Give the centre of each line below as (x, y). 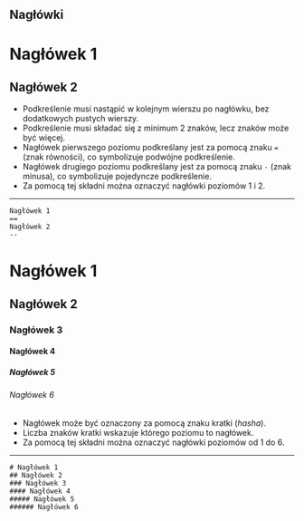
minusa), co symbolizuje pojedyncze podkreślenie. (117, 177)
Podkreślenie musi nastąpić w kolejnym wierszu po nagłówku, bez (146, 109)
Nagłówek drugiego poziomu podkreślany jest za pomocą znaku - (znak (157, 167)
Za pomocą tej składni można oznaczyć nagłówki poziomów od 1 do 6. (153, 442)
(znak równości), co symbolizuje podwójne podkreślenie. (128, 157)
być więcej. (44, 138)
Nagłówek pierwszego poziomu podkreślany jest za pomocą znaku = (150, 148)
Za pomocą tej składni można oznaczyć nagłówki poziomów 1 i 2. (144, 186)
